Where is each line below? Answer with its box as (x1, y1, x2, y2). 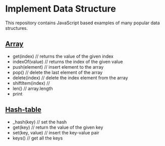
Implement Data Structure (5, 3, 116, 15)
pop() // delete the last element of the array (12, 69, 103, 75)
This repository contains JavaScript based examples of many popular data (5, 20, 160, 26)
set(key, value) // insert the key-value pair (12, 129, 99, 135)
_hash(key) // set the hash (12, 119, 67, 125)
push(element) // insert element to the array (12, 64, 104, 70)
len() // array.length (12, 85, 53, 91)
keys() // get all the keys (12, 135, 63, 141)
